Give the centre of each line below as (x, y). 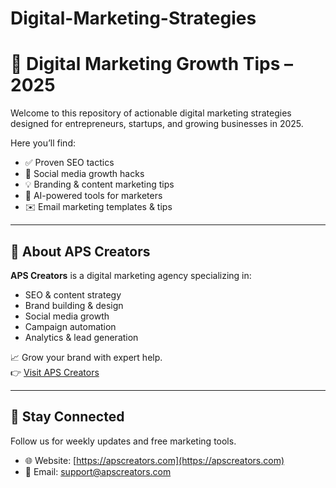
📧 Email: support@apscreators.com (98, 471)
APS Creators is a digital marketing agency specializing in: (131, 275)
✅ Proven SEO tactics (69, 163)
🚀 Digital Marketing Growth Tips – (151, 64)
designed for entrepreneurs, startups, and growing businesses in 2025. (157, 124)
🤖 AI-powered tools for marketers (93, 196)
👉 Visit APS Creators (55, 372)
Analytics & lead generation (81, 337)
